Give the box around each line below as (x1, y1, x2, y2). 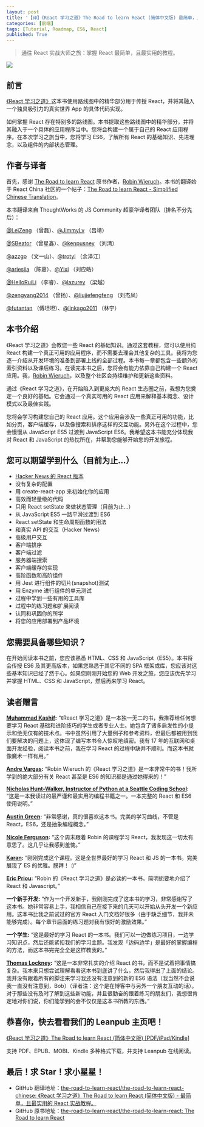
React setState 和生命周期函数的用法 (15, 518, 107, 526)
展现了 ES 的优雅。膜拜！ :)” (6, 862, 77, 869)
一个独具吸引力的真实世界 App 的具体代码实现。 (6, 105, 126, 112)
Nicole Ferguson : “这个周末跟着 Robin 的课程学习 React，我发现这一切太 (6, 834, 188, 840)
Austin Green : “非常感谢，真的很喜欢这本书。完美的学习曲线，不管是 (6, 813, 179, 820)
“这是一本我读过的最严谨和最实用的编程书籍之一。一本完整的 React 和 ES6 (6, 792, 192, 800)
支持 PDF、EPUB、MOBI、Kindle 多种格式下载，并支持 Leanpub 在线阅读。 (6, 1047, 195, 1054)
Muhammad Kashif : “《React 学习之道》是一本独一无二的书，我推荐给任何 (6, 714, 191, 721)
